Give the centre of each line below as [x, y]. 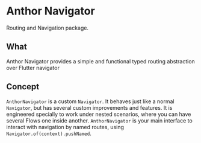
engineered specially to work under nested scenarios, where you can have [99, 114]
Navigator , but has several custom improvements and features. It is [89, 107]
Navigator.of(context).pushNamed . [49, 133]
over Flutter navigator [33, 68]
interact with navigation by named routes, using [65, 127]
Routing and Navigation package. [48, 28]
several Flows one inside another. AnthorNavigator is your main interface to [99, 120]
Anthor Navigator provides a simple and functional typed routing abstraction [101, 61]
